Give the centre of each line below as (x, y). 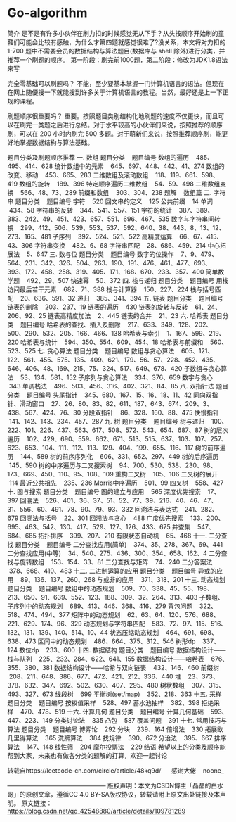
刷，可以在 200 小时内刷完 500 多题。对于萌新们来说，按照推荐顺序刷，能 (114, 133)
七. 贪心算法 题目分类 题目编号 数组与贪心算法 (106, 350)
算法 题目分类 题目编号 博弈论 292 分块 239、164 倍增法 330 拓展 (112, 729)
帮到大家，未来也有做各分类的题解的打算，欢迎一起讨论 (87, 755)
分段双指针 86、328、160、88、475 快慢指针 (151, 412)
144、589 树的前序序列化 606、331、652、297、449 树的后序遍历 (119, 456)
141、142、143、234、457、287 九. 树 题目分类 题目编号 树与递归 (107, 421)
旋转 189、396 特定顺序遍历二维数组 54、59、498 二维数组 (129, 184)
